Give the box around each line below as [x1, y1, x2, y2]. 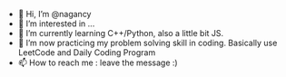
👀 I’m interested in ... [17, 18, 95, 29]
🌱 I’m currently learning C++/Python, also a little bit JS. [17, 28, 224, 38]
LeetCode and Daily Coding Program [17, 47, 156, 58]
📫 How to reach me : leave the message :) [17, 57, 179, 68]
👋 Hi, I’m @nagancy [17, 9, 92, 19]
